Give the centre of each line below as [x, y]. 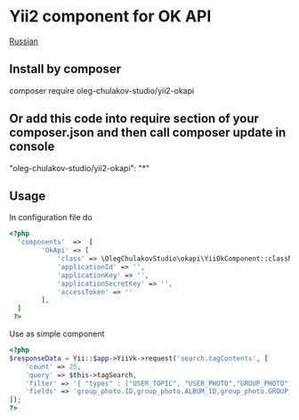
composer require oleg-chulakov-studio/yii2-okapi [102, 90]
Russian [24, 41]
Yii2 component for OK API [110, 16]
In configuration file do [51, 218]
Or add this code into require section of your [134, 119]
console [32, 147]
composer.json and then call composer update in [148, 132]
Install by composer [65, 69]
